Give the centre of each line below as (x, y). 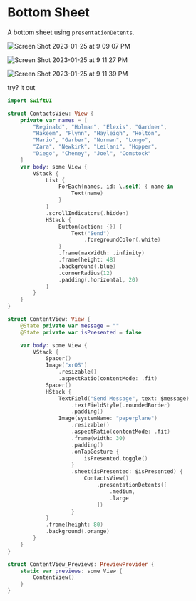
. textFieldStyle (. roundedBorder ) (121, 405)
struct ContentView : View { (49, 319)
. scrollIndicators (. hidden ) (87, 213)
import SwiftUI (30, 101)
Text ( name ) (87, 194)
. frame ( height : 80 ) (74, 525)
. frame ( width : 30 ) (98, 438)
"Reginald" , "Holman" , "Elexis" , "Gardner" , (100, 127)
